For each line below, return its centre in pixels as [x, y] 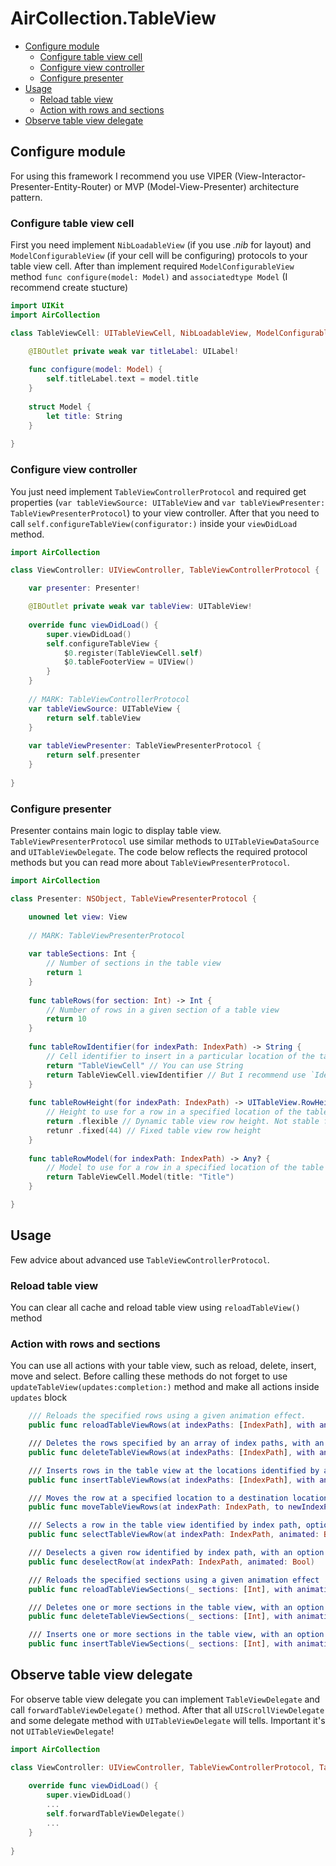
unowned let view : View [78, 917]
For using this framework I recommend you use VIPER [121, 176]
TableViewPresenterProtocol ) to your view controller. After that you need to [165, 513]
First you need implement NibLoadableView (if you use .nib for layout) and [161, 245]
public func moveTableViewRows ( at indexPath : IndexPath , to [156, 1507]
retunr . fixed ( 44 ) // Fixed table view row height [154, 1130]
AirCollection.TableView [113, 18]
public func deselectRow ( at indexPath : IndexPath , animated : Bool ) [171, 1562]
